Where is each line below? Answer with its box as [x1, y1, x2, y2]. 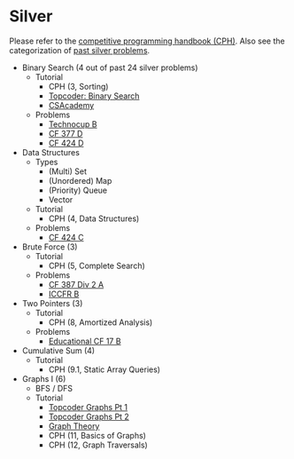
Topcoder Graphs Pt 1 [48, 401, 128, 412]
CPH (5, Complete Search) [48, 260, 146, 271]
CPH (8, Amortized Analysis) [48, 317, 153, 328]
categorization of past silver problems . [9, 44, 151, 55]
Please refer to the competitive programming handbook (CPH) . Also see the [9, 36, 285, 46]
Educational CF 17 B [48, 336, 121, 346]
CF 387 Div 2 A [48, 279, 104, 289]
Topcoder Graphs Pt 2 [48, 411, 130, 422]
